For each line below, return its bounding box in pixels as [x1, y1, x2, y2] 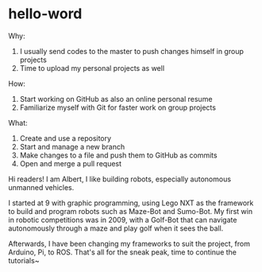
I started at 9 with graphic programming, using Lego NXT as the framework [8, 198, 254, 208]
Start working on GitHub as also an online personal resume [19, 94, 213, 103]
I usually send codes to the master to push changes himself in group [19, 46, 244, 56]
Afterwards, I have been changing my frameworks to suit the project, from [8, 239, 250, 248]
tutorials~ [8, 255, 40, 265]
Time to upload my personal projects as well [19, 63, 165, 72]
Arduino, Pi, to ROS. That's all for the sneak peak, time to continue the [8, 247, 237, 257]
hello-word [8, 5, 83, 23]
